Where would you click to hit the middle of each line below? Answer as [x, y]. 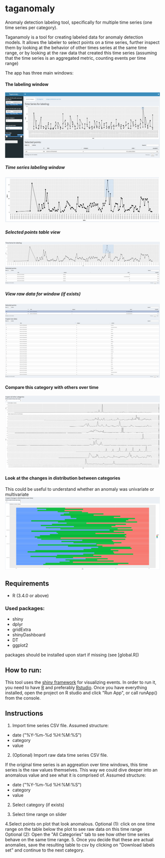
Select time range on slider [40, 814]
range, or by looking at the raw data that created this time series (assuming [81, 53]
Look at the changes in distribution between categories [63, 478]
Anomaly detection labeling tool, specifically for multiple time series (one [79, 22]
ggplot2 [20, 645]
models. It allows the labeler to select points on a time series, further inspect [82, 42]
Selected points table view [33, 232]
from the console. [23, 698]
